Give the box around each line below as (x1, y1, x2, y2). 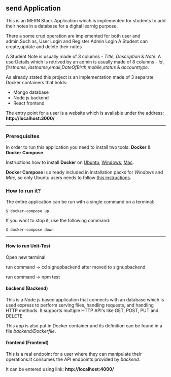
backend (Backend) (6, 285, 48, 291)
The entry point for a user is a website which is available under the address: (6, 110, 164, 116)
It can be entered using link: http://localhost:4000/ (6, 366, 114, 372)
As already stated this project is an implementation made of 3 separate (6, 74, 154, 80)
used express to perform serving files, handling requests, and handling (6, 302, 154, 308)
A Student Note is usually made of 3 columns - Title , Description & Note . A (6, 53, 161, 59)
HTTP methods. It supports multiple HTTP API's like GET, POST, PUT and (6, 307, 159, 314)
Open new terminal (6, 254, 46, 260)
